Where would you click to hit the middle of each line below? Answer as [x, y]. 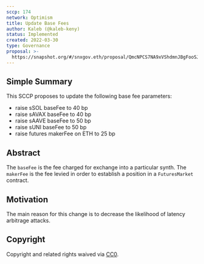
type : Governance [28, 46]
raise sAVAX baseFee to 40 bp [53, 114]
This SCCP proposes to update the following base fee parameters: [89, 96]
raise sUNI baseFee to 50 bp [51, 127]
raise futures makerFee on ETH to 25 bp [65, 134]
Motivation [27, 199]
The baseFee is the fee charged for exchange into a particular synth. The [97, 168]
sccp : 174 [19, 12]
